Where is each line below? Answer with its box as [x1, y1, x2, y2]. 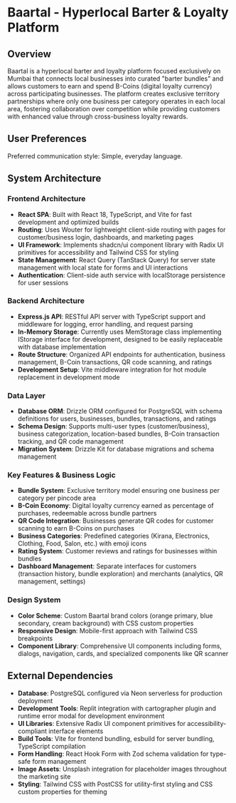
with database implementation [17, 342, 107, 351]
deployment [17, 696, 53, 705]
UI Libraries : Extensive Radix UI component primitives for [17, 719, 186, 727]
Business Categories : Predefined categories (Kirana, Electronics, [17, 532, 210, 541]
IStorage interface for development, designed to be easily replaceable [17, 334, 223, 343]
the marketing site [17, 772, 71, 781]
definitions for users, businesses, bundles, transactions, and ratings [17, 414, 217, 423]
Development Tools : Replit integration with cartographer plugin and [17, 704, 217, 712]
